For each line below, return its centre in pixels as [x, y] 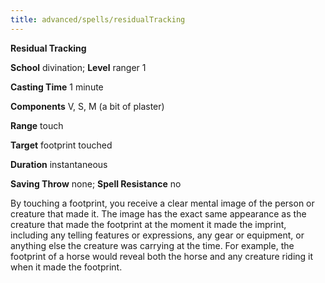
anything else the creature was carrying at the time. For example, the [152, 245]
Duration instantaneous [59, 164]
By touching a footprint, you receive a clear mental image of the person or [162, 203]
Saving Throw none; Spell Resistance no [96, 183]
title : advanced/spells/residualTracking [98, 19]
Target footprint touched [61, 145]
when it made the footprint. [66, 267]
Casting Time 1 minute [57, 87]
